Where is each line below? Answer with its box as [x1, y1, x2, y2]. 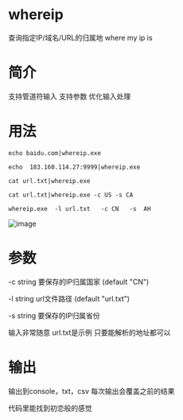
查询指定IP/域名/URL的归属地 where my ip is [8, 33, 153, 42]
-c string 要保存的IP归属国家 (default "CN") [8, 277, 150, 286]
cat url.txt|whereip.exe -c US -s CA [8, 191, 134, 199]
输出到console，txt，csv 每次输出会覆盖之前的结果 [8, 386, 175, 395]
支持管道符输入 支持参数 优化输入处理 [8, 91, 131, 101]
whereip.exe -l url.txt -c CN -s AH [8, 204, 151, 212]
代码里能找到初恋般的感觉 [8, 403, 92, 413]
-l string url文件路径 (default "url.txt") [8, 294, 130, 303]
